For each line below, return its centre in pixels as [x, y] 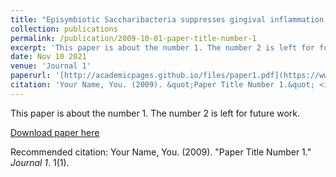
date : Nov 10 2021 [48, 57]
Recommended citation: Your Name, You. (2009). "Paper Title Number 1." [161, 152]
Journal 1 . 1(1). [40, 162]
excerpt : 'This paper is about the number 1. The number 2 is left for [162, 47]
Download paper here [55, 132]
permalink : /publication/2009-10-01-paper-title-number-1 [133, 38]
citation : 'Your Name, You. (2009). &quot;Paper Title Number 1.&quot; [162, 85]
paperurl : [31, 76]
